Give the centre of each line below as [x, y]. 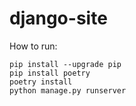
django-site [58, 18]
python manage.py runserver [68, 90]
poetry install [41, 82]
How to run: [33, 46]
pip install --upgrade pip [65, 64]
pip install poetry [50, 73]
